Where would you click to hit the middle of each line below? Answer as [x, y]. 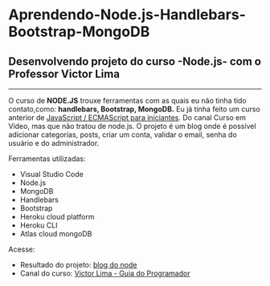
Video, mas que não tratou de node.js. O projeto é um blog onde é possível [132, 126]
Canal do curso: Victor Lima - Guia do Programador [105, 273]
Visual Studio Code [52, 174]
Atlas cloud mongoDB [56, 234]
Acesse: [22, 249]
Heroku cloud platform [57, 217]
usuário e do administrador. [54, 143]
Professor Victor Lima [64, 74]
